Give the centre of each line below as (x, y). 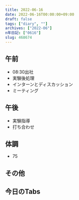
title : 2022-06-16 (24, 10)
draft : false (19, 19)
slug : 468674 (19, 38)
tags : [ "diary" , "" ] (27, 24)
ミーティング (25, 91)
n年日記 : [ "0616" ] (23, 33)
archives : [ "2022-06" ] (29, 28)
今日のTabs (23, 192)
